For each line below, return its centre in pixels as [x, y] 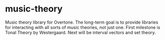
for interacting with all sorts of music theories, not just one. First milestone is [83, 27]
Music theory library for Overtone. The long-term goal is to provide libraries [82, 22]
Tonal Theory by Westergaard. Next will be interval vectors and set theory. [81, 32]
